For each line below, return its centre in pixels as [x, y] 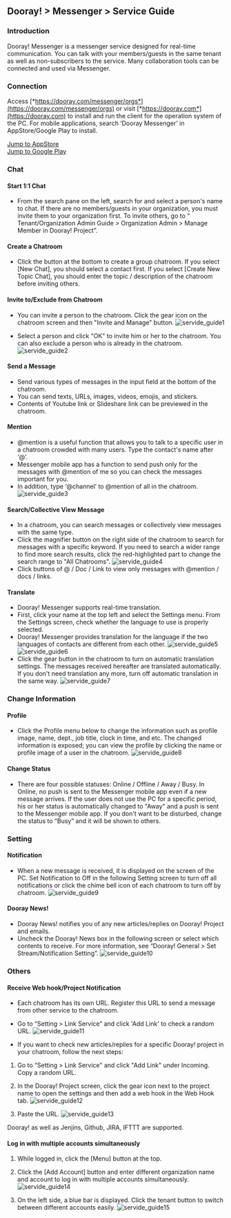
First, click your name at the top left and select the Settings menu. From [119, 615]
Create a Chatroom [35, 246]
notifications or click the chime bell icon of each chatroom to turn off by [119, 885]
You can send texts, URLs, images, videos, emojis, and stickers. [108, 396]
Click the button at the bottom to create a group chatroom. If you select [118, 261]
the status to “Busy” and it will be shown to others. [89, 821]
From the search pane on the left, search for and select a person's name [120, 201]
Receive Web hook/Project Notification [64, 988]
